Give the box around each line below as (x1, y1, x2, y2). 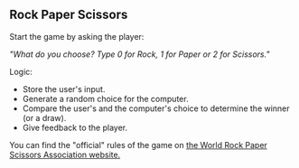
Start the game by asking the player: (9, 31, 145, 42)
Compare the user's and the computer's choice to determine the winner (22, 103, 291, 114)
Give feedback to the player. (22, 122, 128, 133)
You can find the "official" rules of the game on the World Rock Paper (9, 139, 268, 150)
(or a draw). (22, 112, 67, 123)
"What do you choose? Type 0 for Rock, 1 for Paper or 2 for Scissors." (9, 49, 270, 60)
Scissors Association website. (9, 149, 121, 160)
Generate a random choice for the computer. (22, 93, 189, 104)
